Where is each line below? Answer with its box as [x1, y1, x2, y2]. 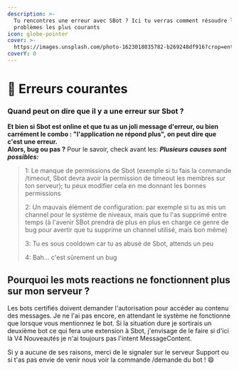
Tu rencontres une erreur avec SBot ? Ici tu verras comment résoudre [14, 17, 228, 24]
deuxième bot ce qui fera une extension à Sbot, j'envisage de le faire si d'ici [7, 327, 229, 335]
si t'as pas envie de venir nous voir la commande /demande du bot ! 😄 [7, 355, 215, 364]
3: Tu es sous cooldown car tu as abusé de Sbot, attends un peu [24, 239, 214, 248]
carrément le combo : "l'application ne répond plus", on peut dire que [7, 130, 217, 139]
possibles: [7, 152, 39, 161]
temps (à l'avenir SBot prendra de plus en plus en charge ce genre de [24, 218, 229, 226]
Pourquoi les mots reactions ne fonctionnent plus [7, 273, 231, 286]
